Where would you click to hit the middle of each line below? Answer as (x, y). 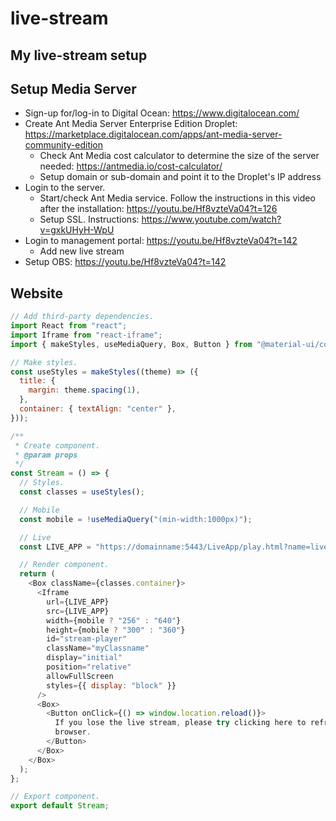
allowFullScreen (80, 676)
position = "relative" (89, 667)
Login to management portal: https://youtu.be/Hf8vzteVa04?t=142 (161, 241)
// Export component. (55, 797)
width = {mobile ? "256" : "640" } (114, 620)
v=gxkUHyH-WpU (77, 230)
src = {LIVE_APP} (78, 611)
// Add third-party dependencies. (82, 317)
